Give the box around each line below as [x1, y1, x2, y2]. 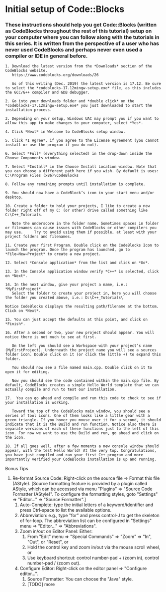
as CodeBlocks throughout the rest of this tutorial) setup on [5, 27, 152, 34]
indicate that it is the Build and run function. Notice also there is [5, 422, 157, 427]
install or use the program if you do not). [5, 142, 99, 148]
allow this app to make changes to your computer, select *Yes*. [5, 121, 143, 126]
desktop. [5, 195, 23, 200]
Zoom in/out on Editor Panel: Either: [19, 528, 93, 535]
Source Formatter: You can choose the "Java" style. [27, 576, 133, 582]
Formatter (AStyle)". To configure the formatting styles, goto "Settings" [12, 491, 158, 497]
